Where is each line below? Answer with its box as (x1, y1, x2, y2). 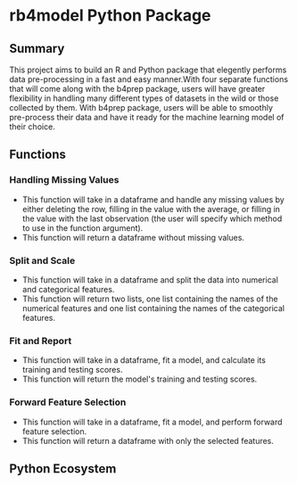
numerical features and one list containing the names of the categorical (21, 302, 285, 313)
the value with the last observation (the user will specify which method (21, 213, 283, 224)
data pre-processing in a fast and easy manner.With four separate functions (9, 74, 288, 85)
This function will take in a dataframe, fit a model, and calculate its (21, 355, 266, 366)
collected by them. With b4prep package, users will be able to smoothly (9, 103, 274, 112)
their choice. (9, 121, 55, 132)
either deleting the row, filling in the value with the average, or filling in (21, 203, 281, 214)
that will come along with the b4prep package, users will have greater (9, 84, 266, 94)
